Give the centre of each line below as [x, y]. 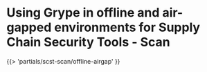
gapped [29, 27]
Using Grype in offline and [83, 13]
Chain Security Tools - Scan [88, 42]
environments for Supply [127, 27]
